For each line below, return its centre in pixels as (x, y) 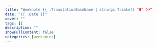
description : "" (22, 28)
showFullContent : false (29, 32)
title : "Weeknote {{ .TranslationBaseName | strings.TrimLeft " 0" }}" (79, 10)
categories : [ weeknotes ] (30, 37)
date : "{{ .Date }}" (26, 14)
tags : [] (14, 23)
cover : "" (15, 19)
